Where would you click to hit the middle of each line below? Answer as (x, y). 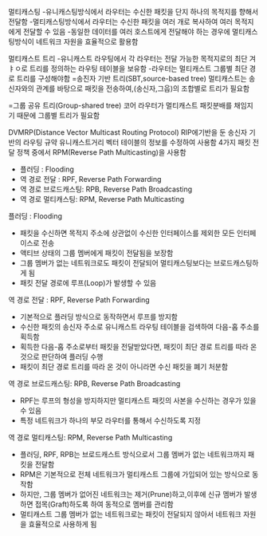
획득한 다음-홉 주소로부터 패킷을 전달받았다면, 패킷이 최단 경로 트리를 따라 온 (138, 347)
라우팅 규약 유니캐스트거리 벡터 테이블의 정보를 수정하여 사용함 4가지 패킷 (137, 142)
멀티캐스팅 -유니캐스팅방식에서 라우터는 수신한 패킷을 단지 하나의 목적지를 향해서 (133, 12)
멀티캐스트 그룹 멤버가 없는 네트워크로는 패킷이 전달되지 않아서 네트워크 (130, 514)
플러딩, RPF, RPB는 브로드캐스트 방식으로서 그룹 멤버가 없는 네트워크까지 (133, 454)
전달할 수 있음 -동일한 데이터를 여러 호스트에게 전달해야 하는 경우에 (127, 32)
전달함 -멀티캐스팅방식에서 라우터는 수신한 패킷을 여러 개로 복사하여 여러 (121, 22)
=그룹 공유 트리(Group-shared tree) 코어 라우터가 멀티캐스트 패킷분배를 (120, 105)
